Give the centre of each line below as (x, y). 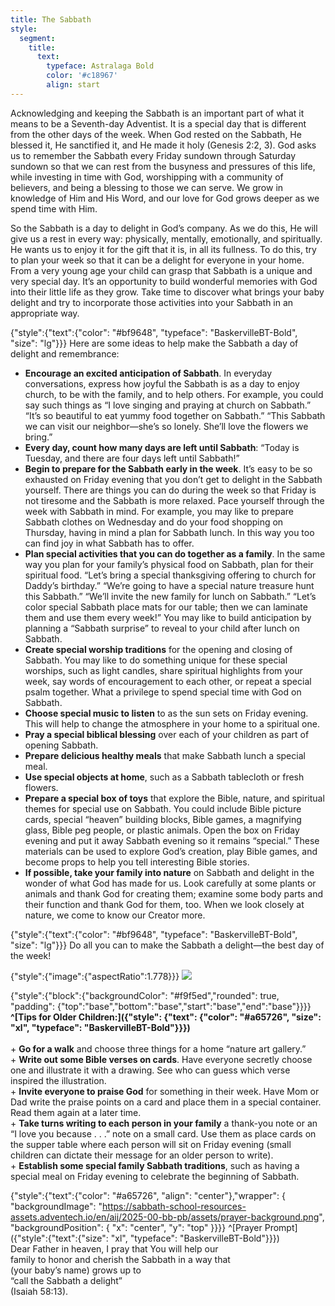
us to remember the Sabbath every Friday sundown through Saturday (153, 155)
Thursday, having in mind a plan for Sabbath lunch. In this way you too (169, 532)
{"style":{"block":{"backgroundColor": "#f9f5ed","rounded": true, (145, 995)
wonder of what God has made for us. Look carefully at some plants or (170, 883)
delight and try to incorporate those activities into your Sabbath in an (152, 302)
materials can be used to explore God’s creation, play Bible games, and (171, 851)
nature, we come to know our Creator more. (115, 915)
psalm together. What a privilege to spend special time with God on (163, 692)
